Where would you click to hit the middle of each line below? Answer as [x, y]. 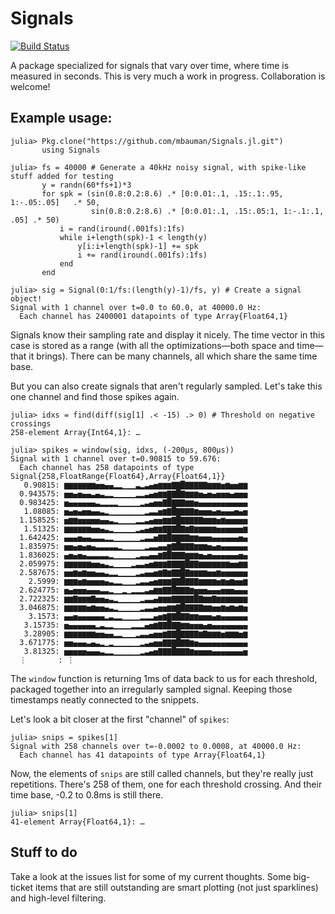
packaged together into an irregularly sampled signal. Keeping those [151, 689]
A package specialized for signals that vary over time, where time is [150, 65]
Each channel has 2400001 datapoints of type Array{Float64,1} [153, 316]
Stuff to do [44, 852]
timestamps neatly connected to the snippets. [104, 699]
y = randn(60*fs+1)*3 [86, 185]
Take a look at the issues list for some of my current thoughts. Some [151, 876]
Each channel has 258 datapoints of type [107, 467]
